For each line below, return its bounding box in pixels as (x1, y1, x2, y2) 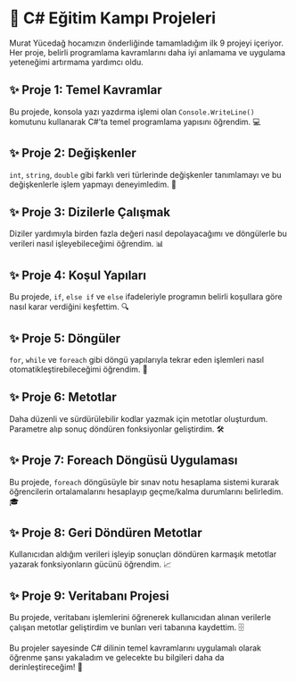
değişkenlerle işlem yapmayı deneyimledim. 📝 (9, 179, 177, 189)
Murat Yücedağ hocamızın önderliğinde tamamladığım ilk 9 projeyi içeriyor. (9, 38, 284, 48)
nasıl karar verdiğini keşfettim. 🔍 (9, 301, 129, 312)
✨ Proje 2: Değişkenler (9, 146, 136, 161)
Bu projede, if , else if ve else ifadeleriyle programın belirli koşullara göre (9, 291, 283, 302)
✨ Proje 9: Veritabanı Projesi (9, 588, 169, 603)
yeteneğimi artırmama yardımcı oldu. (9, 56, 144, 67)
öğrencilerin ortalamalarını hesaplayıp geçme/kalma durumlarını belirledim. (9, 486, 284, 497)
